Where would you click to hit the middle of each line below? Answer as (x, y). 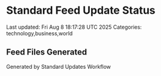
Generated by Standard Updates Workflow (59, 66)
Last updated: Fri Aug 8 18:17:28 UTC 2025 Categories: (74, 27)
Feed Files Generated (47, 52)
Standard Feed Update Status (81, 10)
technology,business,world (40, 33)
